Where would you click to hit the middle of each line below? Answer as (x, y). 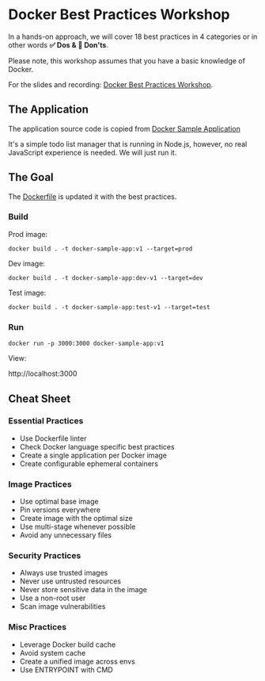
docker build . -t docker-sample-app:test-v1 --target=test (110, 307)
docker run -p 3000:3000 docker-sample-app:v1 (86, 344)
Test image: (27, 293)
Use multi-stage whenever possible (78, 527)
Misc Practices (38, 627)
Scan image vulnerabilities (62, 606)
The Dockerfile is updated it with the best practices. (93, 197)
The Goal (31, 177)
